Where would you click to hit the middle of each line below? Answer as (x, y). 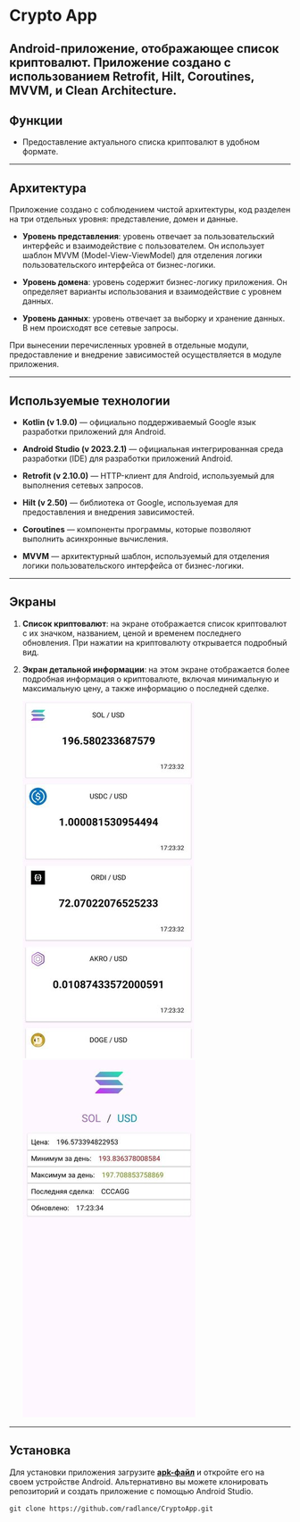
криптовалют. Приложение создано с (120, 62)
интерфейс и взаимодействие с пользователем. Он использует (143, 246)
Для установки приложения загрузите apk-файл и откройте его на (137, 1472)
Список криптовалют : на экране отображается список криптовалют (154, 623)
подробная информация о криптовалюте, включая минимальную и (150, 679)
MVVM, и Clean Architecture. (93, 90)
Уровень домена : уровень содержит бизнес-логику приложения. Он (154, 282)
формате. (40, 152)
